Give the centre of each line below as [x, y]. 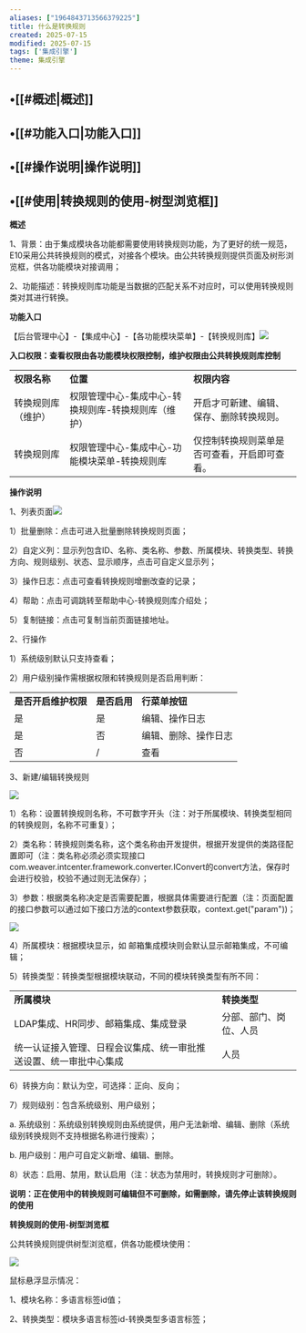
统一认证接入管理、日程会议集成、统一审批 [106, 1047]
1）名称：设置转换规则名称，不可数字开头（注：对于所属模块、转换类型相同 [151, 813]
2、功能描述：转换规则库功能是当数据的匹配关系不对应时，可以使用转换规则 [152, 286]
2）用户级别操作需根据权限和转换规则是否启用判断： [108, 677]
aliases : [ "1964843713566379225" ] [75, 18]
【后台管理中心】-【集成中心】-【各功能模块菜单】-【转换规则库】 [135, 336]
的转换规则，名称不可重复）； [63, 825]
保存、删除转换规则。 [239, 416]
